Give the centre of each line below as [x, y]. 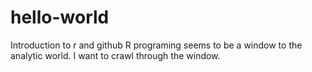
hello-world [60, 17]
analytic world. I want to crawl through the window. [115, 55]
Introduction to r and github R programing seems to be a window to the [156, 45]
